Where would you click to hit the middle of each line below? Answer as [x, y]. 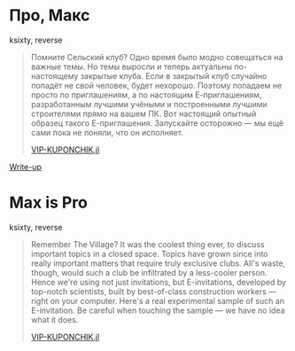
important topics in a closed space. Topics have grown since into [149, 253]
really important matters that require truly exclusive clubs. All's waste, [158, 263]
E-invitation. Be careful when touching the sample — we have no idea [158, 310]
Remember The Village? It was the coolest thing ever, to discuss [147, 244]
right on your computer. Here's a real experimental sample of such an [158, 300]
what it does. [54, 319]
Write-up [26, 167]
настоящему [54, 75]
